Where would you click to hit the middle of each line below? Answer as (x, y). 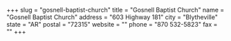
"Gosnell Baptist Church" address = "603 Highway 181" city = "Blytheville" (112, 17)
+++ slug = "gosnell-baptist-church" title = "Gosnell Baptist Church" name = (115, 10)
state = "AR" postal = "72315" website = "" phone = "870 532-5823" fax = (112, 24)
